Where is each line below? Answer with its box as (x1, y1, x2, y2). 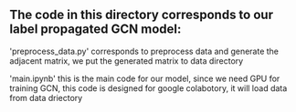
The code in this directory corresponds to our (9, 7, 274, 23)
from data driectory (9, 92, 83, 103)
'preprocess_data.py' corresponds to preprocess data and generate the (9, 46, 280, 56)
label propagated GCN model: (9, 22, 182, 37)
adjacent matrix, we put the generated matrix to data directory (9, 55, 244, 66)
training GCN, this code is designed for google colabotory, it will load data (9, 82, 288, 94)
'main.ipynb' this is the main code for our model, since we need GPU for (9, 73, 280, 84)
